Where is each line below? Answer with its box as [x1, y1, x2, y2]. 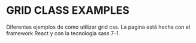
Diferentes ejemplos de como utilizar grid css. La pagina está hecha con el [6, 23, 191, 30]
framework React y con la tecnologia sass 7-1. [6, 29, 120, 36]
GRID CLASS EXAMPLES [6, 4, 130, 17]
